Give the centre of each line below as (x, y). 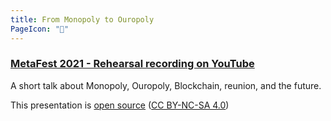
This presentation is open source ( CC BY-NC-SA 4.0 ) (120, 105)
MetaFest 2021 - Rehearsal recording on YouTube (132, 64)
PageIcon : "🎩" (40, 29)
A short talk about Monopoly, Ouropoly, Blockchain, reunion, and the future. (166, 85)
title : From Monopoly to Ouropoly (82, 19)
